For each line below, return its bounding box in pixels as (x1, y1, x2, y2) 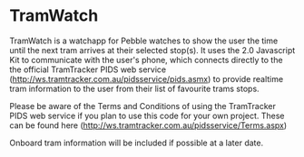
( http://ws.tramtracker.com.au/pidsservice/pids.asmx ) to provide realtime (9, 73, 284, 84)
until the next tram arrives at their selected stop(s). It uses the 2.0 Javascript (9, 44, 296, 55)
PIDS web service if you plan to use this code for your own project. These (9, 110, 285, 121)
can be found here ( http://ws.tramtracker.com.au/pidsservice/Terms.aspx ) (9, 119, 288, 131)
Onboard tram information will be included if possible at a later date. (9, 137, 264, 148)
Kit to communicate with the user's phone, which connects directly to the (9, 54, 283, 65)
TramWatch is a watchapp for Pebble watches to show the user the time (9, 35, 279, 46)
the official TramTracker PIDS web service (9, 64, 166, 75)
